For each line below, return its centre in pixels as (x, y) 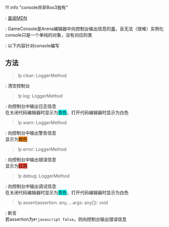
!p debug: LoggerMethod (44, 176)
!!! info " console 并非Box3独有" (37, 7)
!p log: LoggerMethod (40, 96)
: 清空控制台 (18, 86)
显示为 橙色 (16, 139)
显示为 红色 (16, 166)
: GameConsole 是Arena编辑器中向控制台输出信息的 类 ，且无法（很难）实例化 (84, 29)
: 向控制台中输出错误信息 (31, 159)
